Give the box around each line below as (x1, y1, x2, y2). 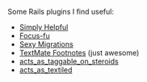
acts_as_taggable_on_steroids (19, 56, 119, 66)
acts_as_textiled (19, 65, 73, 75)
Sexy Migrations (19, 39, 73, 49)
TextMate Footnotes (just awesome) (19, 48, 140, 57)
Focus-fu (19, 31, 50, 40)
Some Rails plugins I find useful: (7, 7, 115, 16)
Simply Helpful (19, 23, 69, 31)
